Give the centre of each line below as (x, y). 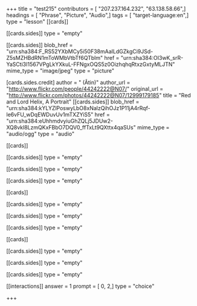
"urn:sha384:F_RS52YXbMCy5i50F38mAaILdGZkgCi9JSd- (80, 51)
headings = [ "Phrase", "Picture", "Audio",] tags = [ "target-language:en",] (98, 15)
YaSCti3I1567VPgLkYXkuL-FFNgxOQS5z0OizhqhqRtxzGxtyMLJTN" (91, 64)
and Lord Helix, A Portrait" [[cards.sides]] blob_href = (73, 102)
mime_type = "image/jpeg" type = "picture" (60, 71)
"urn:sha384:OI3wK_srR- (152, 58)
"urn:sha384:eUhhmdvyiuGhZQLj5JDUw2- (60, 121)
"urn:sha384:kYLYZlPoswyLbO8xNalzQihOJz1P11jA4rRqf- (78, 108)
